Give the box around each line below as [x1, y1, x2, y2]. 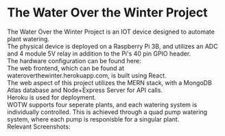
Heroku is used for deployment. [7, 93, 97, 101]
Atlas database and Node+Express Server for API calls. [7, 86, 163, 94]
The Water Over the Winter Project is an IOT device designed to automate [7, 27, 215, 36]
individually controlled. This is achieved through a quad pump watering [7, 108, 208, 116]
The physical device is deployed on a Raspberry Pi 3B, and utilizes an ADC [7, 42, 218, 50]
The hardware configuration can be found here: [7, 56, 142, 65]
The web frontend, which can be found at [7, 64, 125, 72]
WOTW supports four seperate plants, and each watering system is [7, 100, 198, 109]
